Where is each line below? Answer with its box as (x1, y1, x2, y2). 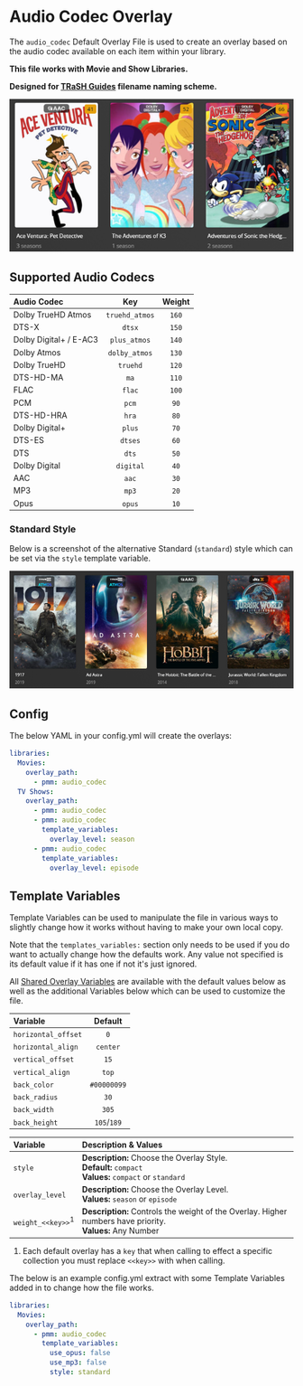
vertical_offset (13, 1055, 75, 1064)
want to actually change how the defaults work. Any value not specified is (9, 949, 284, 960)
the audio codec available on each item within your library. (9, 45, 226, 56)
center (96, 1042, 121, 1052)
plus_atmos (109, 336, 151, 345)
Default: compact (81, 1162, 143, 1173)
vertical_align (13, 1068, 70, 1077)
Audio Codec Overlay (9, 6, 173, 27)
